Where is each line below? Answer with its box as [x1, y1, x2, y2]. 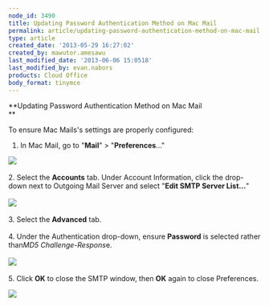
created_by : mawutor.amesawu [8, 49, 106, 57]
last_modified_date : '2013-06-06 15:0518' [8, 57, 153, 65]
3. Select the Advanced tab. [8, 214, 102, 224]
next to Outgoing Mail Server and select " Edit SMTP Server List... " [28, 181, 250, 191]
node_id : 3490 [8, 11, 56, 20]
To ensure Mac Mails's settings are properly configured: [8, 125, 194, 135]
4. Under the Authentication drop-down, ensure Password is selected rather [8, 232, 261, 241]
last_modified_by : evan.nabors [8, 64, 113, 72]
